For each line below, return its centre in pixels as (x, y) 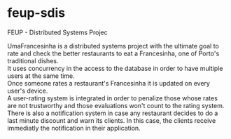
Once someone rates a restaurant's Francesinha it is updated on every (108, 83)
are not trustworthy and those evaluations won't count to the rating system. (116, 105)
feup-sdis (36, 13)
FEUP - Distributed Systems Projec (57, 32)
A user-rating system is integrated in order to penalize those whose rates (113, 98)
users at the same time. (41, 76)
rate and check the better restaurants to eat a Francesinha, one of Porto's (113, 53)
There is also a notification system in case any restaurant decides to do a (113, 113)
